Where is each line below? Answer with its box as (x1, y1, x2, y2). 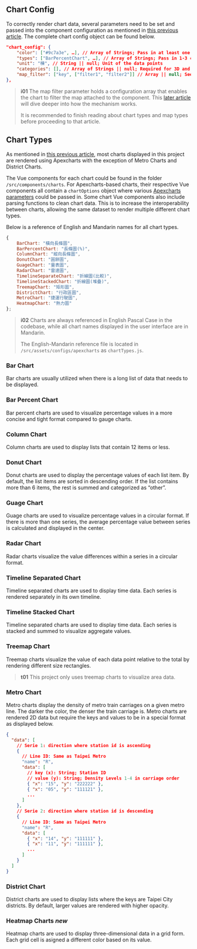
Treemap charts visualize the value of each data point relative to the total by (6, 656, 189, 663)
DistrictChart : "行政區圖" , (16, 290, 82, 296)
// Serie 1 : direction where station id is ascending (16, 742, 151, 748)
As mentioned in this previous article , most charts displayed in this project (6, 150, 185, 158)
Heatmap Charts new (6, 917, 68, 925)
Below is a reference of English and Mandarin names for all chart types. (6, 223, 179, 230)
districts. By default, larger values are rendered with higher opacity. (6, 902, 169, 909)
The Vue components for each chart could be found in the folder (6, 174, 162, 181)
